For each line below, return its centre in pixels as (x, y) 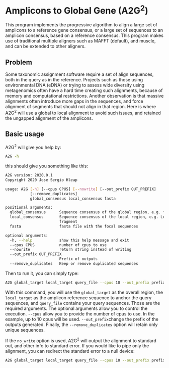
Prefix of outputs (78, 259)
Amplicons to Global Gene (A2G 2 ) (77, 10)
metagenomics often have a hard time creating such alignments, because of (84, 90)
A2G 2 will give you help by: (33, 147)
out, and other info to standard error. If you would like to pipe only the (77, 346)
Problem (19, 62)
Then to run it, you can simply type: (42, 273)
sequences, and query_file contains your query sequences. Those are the (83, 303)
